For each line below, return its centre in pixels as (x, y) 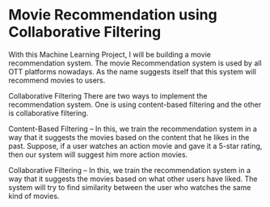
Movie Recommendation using (113, 15)
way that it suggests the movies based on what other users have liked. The (133, 179)
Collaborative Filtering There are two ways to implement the (108, 95)
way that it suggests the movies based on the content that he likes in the (129, 137)
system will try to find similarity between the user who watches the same (130, 187)
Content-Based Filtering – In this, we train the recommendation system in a (133, 129)
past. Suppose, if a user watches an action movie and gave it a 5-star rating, (135, 146)
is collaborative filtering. (49, 113)
